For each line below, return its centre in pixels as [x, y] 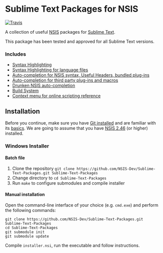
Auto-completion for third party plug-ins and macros [65, 80]
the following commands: [31, 211]
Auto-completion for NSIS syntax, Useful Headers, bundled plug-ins [81, 75]
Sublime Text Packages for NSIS [72, 9]
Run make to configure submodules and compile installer [69, 183]
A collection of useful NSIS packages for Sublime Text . [60, 32]
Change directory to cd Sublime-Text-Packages [59, 178]
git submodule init [25, 232]
